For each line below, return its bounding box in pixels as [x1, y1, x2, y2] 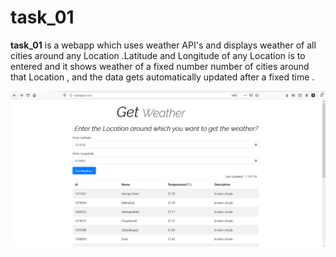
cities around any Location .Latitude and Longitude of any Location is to [10, 49, 306, 61]
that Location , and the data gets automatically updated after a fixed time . [10, 71, 315, 83]
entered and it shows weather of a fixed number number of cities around [10, 60, 310, 72]
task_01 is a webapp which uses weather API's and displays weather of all [10, 39, 317, 51]
